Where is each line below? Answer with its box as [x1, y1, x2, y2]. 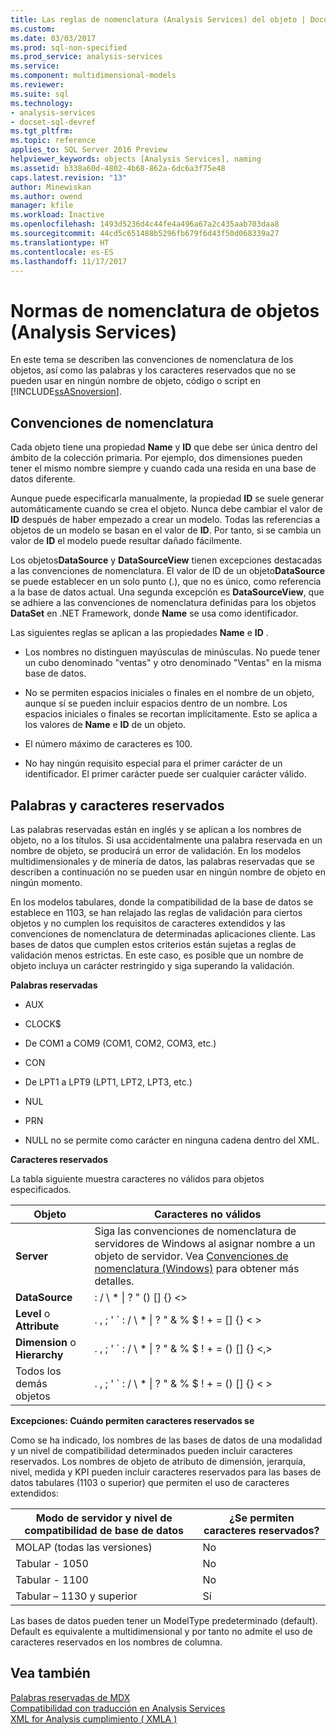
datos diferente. [10, 473, 76, 485]
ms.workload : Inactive [10, 210, 105, 220]
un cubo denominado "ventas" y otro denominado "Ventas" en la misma [24, 657, 322, 669]
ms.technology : [10, 98, 74, 108]
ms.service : [10, 61, 60, 71]
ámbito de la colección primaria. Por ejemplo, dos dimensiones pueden [10, 452, 303, 464]
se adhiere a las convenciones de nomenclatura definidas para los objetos [10, 597, 317, 609]
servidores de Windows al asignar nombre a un [94, 1236, 316, 1250]
